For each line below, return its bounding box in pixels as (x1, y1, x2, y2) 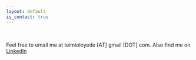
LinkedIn (6, 47, 27, 54)
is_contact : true (6, 14, 49, 20)
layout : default (6, 8, 46, 15)
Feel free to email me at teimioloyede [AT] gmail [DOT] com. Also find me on (6, 41, 191, 48)
